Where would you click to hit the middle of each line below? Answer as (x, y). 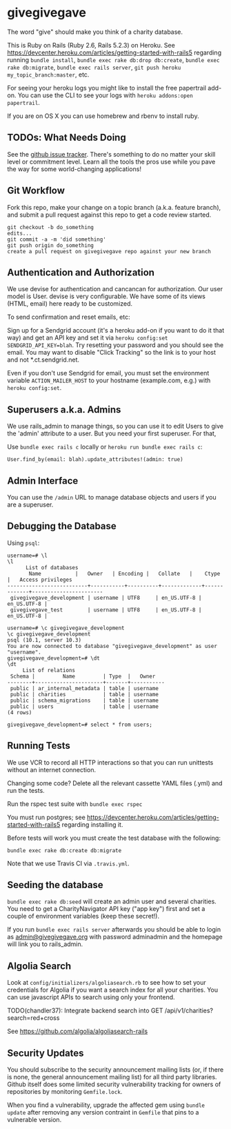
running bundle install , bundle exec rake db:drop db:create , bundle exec (113, 59)
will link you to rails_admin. (45, 944)
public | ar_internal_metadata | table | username (84, 688)
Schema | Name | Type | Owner (83, 676)
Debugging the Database (62, 526)
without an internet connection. (52, 769)
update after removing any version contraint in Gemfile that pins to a (103, 1112)
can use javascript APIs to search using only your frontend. (91, 997)
